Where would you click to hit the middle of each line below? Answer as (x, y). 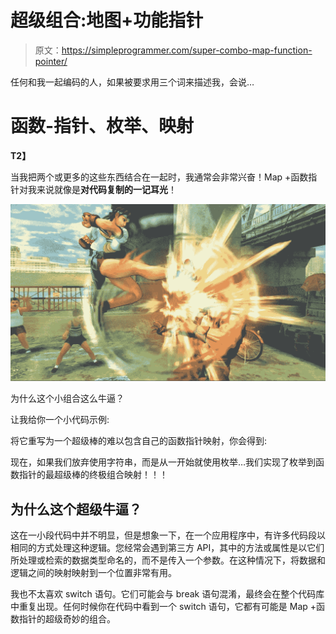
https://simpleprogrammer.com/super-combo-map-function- (187, 50)
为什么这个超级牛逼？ (76, 509)
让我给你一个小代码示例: (60, 420)
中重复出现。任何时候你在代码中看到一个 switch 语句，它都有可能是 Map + (163, 607)
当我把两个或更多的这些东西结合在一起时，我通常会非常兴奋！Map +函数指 (164, 177)
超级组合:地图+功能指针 (107, 20)
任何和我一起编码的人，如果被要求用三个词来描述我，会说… (132, 82)
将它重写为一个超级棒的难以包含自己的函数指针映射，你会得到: (139, 441)
